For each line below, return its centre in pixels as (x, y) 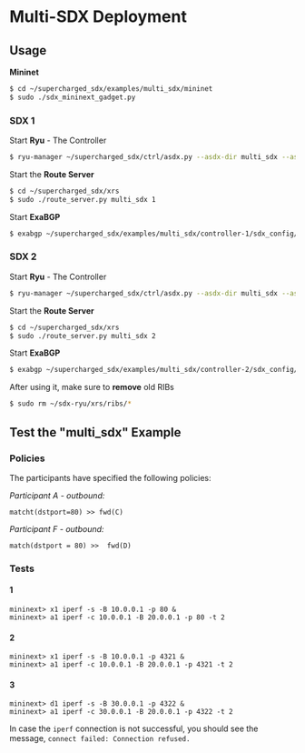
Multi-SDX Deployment (98, 17)
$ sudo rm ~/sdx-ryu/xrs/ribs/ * (70, 404)
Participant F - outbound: (57, 528)
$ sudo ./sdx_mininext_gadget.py (73, 97)
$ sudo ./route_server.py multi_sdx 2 (83, 336)
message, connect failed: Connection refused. (100, 738)
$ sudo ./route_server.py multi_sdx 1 (83, 199)
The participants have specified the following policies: (110, 477)
